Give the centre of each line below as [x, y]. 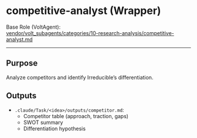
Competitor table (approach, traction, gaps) [76, 116]
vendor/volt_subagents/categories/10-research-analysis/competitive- [90, 33]
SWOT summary [43, 122]
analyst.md [20, 39]
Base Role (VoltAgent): [33, 27]
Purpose [22, 63]
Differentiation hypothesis [55, 128]
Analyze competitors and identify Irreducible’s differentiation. [80, 77]
